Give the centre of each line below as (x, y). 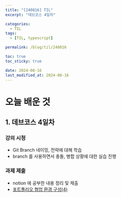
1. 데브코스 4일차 (30, 122)
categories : (18, 24)
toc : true (16, 57)
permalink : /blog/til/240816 (36, 47)
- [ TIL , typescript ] (31, 38)
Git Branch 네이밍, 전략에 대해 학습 (47, 150)
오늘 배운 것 (28, 102)
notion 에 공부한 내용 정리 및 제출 (45, 183)
